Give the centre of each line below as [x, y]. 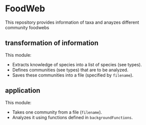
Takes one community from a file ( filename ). [57, 112]
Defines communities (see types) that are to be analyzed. [70, 70]
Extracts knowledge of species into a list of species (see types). [77, 64]
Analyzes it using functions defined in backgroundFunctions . [73, 117]
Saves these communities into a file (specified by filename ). [73, 75]
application [23, 91]
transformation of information [52, 43]
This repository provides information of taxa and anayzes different [72, 22]
